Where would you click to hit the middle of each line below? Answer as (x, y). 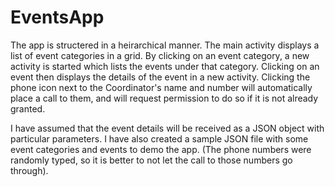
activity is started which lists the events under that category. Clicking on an (165, 66)
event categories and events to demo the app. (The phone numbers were (161, 149)
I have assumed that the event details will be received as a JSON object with (167, 128)
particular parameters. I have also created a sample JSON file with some (159, 138)
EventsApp (57, 17)
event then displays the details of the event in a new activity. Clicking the (160, 77)
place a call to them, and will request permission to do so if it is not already (164, 98)
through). (29, 170)
